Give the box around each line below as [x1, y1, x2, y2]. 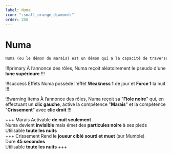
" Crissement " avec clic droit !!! [5, 107, 72, 113]
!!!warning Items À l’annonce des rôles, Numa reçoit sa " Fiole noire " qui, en [5, 96, 164, 102]
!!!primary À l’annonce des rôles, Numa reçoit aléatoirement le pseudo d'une [5, 65, 166, 72]
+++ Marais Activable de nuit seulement [5, 117, 91, 123]
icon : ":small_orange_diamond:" [5, 12, 74, 17]
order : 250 [5, 17, 29, 22]
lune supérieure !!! [5, 71, 45, 77]
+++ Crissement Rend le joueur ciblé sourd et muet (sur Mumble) [5, 133, 145, 139]
